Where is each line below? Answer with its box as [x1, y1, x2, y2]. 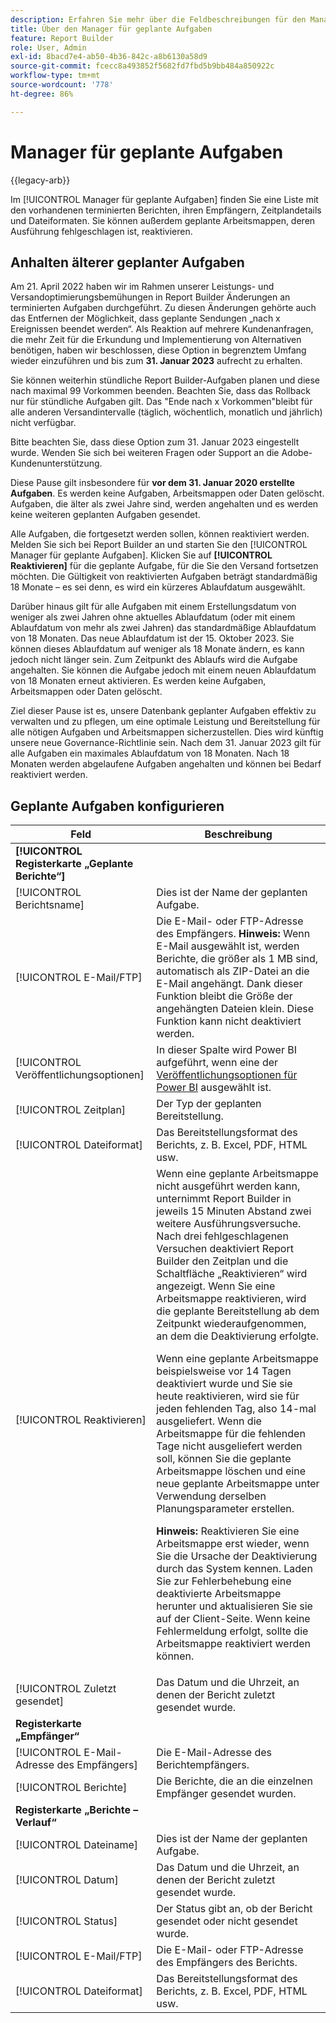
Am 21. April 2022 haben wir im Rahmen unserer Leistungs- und [10, 281, 275, 293]
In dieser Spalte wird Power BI [156, 1043, 297, 1057]
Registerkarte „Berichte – [15, 1803, 139, 1817]
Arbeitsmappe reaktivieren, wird [156, 1292, 307, 1306]
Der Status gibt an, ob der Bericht [156, 1902, 313, 1916]
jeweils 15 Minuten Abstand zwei [156, 1204, 312, 1218]
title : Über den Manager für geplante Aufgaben [10, 24, 213, 34]
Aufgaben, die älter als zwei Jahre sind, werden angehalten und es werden [10, 498, 319, 510]
